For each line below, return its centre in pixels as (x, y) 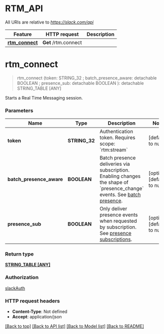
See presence (115, 233)
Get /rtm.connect (62, 42)
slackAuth (15, 288)
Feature (23, 34)
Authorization (22, 278)
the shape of (114, 182)
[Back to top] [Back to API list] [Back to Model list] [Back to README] (74, 326)
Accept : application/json (37, 317)
